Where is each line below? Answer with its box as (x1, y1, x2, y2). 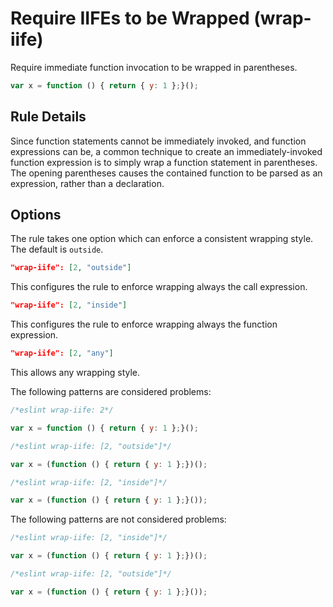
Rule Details (10, 108, 87, 126)
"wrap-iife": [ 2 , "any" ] (10, 348, 114, 359)
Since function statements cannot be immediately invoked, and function (10, 135, 307, 147)
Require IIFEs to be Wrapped (10, 7, 250, 30)
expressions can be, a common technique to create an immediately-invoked (10, 145, 323, 157)
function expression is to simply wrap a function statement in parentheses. (10, 156, 318, 168)
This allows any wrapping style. (10, 367, 141, 379)
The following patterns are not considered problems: (10, 513, 227, 526)
